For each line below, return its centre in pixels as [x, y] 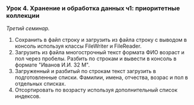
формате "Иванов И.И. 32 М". [52, 65]
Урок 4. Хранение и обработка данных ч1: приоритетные [93, 8]
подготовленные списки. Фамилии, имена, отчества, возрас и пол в [101, 77]
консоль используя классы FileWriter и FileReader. [78, 46]
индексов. [28, 96]
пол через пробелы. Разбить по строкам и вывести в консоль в [96, 59]
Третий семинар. [28, 28]
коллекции [23, 15]
